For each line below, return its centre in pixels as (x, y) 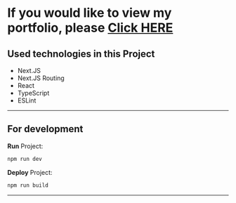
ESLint (27, 100)
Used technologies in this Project (81, 54)
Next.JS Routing (41, 78)
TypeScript (33, 93)
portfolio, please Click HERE (90, 28)
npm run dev (25, 159)
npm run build (28, 185)
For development (45, 129)
